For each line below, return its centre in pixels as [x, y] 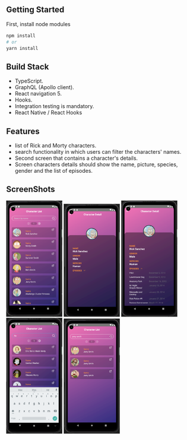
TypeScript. [29, 81]
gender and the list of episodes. [54, 171]
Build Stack [28, 67]
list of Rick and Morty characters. [56, 145]
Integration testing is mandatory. [54, 106]
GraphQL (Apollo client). [44, 87]
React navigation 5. [38, 94]
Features [23, 131]
